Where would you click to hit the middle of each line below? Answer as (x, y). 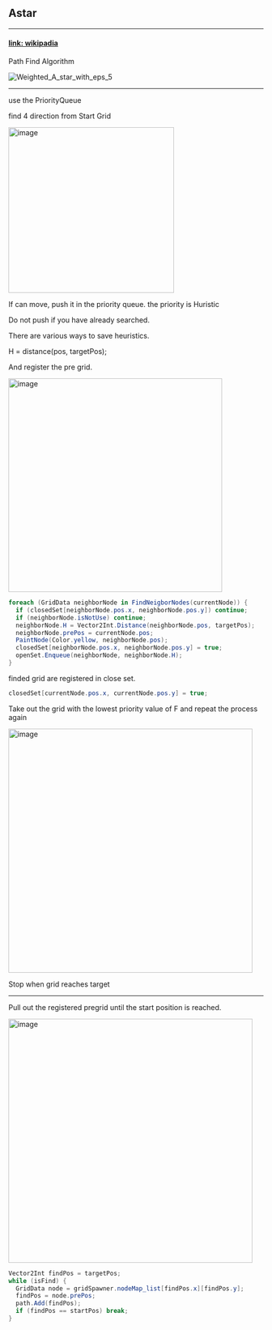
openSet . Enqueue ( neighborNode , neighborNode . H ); (99, 655)
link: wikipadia (33, 43)
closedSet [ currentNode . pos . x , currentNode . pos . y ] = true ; (108, 693)
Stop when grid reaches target (59, 984)
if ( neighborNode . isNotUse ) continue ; (81, 618)
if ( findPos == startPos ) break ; (72, 1311)
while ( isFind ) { (38, 1281)
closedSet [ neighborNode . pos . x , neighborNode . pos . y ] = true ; (119, 648)
